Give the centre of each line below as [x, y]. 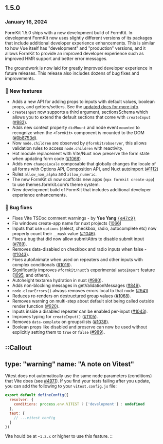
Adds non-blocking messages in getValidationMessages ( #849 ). [77, 285]
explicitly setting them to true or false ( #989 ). [58, 332]
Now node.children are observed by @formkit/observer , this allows [79, 143]
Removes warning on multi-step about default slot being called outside [83, 301]
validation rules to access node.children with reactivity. [68, 148]
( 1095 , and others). [31, 275]
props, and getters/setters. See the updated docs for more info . [76, 106]
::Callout [18, 348]
